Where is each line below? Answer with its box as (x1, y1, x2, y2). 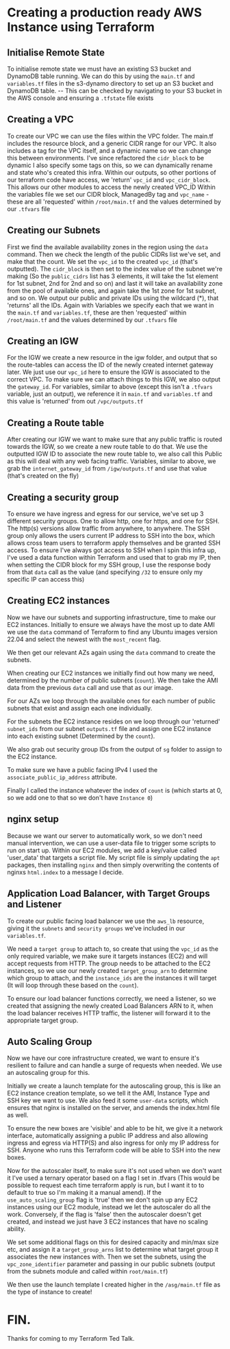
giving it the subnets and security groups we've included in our (7, 924, 186, 932)
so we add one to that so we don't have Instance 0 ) (7, 793, 153, 802)
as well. (7, 1111, 29, 1119)
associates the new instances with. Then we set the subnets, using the (7, 1252, 207, 1261)
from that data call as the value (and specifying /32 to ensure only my (7, 568, 203, 576)
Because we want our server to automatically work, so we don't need (7, 831, 203, 840)
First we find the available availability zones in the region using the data (7, 243, 209, 251)
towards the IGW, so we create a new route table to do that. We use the (7, 443, 208, 451)
